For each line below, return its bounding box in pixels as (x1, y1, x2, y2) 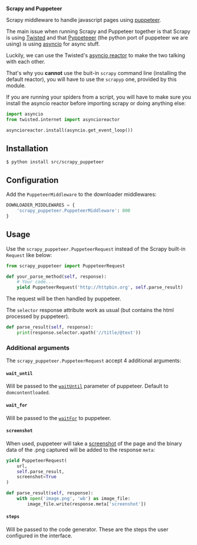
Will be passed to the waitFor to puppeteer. (6, 414, 111, 421)
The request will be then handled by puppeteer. (6, 295, 122, 303)
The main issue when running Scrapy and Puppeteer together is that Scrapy (6, 28, 191, 35)
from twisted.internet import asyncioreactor (6, 116, 120, 123)
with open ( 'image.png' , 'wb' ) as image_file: (17, 495, 131, 502)
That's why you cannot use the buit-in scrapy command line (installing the (6, 70, 186, 76)
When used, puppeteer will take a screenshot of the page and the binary (6, 439, 182, 447)
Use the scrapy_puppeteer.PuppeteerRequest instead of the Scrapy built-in (6, 245, 186, 252)
